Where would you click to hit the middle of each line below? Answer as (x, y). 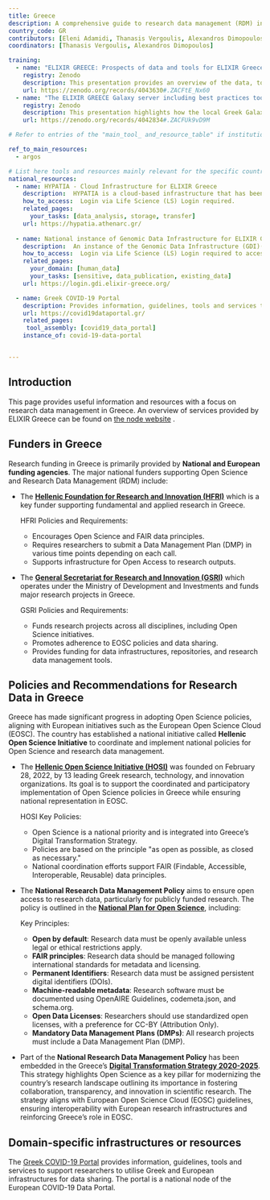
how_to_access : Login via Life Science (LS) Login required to (133, 254)
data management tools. (72, 660)
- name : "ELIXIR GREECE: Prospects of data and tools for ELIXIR (127, 68)
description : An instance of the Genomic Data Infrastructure (131, 246)
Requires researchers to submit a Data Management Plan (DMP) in (142, 544)
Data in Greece (46, 697)
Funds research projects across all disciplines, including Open (135, 626)
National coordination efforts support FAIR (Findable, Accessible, (139, 867)
